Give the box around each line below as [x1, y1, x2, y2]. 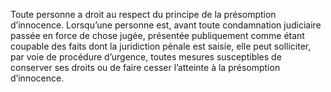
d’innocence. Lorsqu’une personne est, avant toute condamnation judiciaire [10, 19, 322, 31]
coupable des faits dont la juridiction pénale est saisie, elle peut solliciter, [10, 40, 312, 52]
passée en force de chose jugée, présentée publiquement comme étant [10, 30, 305, 41]
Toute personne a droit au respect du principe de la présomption [10, 9, 277, 20]
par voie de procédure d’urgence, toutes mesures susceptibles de [10, 51, 282, 63]
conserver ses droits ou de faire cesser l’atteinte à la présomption [10, 62, 281, 73]
